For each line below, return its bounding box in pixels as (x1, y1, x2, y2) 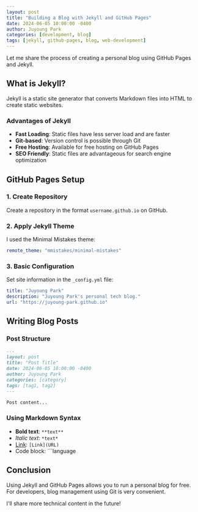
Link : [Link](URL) (15, 440, 59, 448)
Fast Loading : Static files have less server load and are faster (15, 130, 170, 138)
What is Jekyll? (6, 78, 66, 89)
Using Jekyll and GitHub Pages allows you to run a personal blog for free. (6, 481, 191, 489)
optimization (15, 157, 47, 164)
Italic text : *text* (15, 434, 59, 442)
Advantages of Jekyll (6, 116, 71, 125)
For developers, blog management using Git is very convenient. (6, 488, 166, 495)
